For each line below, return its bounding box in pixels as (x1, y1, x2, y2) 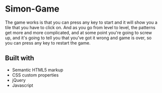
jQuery (12, 77, 26, 83)
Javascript (12, 82, 33, 88)
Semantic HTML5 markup (12, 67, 64, 73)
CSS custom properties (12, 72, 59, 78)
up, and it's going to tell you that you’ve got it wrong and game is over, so (5, 35, 152, 41)
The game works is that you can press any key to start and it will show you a (5, 19, 158, 25)
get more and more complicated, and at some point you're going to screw (5, 30, 152, 35)
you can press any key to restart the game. (5, 40, 91, 46)
